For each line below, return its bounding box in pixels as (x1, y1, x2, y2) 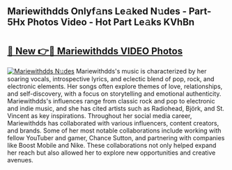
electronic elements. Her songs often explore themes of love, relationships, (7, 83, 223, 90)
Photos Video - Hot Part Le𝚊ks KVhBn (26, 17, 195, 28)
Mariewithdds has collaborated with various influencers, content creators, (7, 119, 219, 127)
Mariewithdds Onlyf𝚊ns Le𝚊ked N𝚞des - (7, 6, 187, 17)
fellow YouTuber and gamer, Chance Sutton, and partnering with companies (7, 134, 225, 142)
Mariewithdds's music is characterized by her (75, 67, 207, 75)
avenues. (7, 156, 33, 164)
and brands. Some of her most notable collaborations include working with (7, 126, 222, 135)
